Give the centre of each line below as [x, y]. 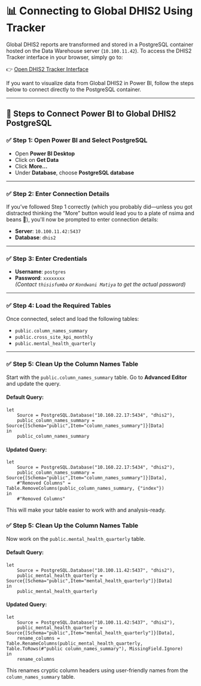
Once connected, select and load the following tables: [73, 318]
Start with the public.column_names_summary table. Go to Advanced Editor [97, 377]
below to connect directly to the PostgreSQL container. [74, 89]
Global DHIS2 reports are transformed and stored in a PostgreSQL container [100, 44]
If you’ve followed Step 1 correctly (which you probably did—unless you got [99, 206]
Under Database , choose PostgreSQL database [74, 172]
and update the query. [33, 383]
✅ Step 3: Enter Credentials [47, 258]
